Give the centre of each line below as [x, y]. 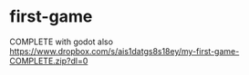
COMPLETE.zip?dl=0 [49, 61]
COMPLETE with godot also [62, 42]
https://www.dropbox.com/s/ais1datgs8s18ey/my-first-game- [124, 51]
